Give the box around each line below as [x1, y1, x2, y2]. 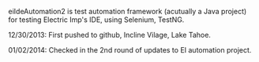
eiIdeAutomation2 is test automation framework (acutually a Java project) [8, 7, 247, 16]
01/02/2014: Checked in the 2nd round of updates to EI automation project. [8, 46, 252, 54]
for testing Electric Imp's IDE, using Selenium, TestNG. [8, 15, 185, 24]
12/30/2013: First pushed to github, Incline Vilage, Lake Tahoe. [8, 31, 212, 39]
